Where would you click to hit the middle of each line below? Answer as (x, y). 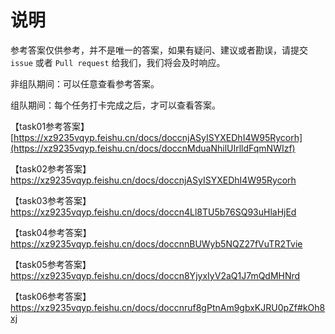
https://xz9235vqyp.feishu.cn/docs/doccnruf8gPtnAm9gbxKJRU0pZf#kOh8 (168, 307)
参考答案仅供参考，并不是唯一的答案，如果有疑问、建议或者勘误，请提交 (159, 50)
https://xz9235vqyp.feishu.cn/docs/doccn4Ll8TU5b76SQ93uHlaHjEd (153, 212)
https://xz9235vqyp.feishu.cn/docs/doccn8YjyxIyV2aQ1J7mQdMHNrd (155, 275)
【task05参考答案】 (51, 264)
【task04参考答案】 (51, 232)
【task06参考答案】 (51, 296)
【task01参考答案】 (50, 126)
